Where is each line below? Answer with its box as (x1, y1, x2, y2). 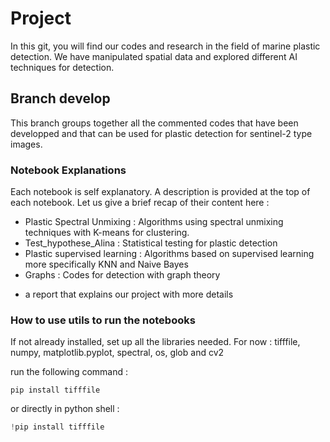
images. (10, 138, 43, 150)
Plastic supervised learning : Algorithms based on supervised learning (24, 248, 315, 260)
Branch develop (10, 90, 111, 107)
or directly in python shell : (10, 403, 120, 415)
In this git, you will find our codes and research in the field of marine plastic (10, 40, 321, 52)
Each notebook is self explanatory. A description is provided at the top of (10, 186, 311, 198)
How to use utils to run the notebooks (10, 313, 196, 327)
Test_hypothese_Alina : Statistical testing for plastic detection (24, 237, 278, 249)
